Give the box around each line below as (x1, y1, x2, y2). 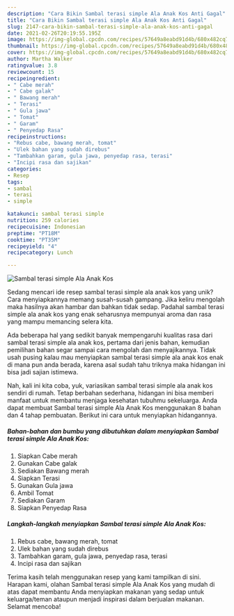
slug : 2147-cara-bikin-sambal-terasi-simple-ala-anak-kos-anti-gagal (7, 23, 214, 30)
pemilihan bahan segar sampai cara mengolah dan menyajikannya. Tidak (7, 346, 216, 354)
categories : (7, 165, 42, 173)
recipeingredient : (7, 74, 61, 82)
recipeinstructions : (7, 133, 68, 140)
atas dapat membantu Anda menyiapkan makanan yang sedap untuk (7, 587, 204, 596)
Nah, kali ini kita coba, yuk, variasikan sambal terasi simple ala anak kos (7, 381, 213, 390)
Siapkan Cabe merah (17, 452, 78, 460)
